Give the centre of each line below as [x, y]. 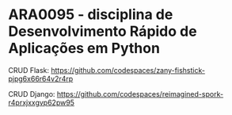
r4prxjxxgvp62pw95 [42, 102]
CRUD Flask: [29, 70]
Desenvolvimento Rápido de [103, 31]
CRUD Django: [32, 94]
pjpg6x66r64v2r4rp [41, 79]
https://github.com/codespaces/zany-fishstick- [128, 70]
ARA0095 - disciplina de [91, 15]
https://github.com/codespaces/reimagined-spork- [140, 94]
